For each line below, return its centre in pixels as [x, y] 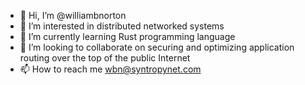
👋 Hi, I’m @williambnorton [73, 15]
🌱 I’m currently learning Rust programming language [127, 36]
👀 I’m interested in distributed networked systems [122, 26]
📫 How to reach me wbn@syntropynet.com [110, 69]
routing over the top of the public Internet [105, 58]
